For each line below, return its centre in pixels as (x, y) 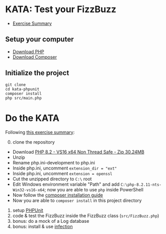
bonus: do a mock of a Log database (51, 221)
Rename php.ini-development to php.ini (54, 162)
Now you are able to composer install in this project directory (77, 200)
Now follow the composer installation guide (58, 195)
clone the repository (34, 142)
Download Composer (35, 57)
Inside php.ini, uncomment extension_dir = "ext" (65, 168)
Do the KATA (32, 118)
